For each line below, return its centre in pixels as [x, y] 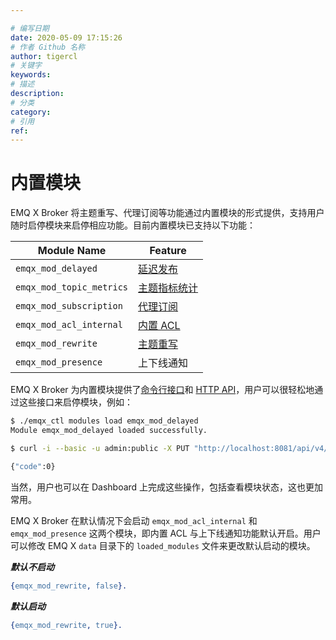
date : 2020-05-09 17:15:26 [66, 37]
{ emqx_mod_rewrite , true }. [66, 625]
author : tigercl [44, 56]
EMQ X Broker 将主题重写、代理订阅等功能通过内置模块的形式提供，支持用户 [167, 213]
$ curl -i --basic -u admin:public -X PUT [100, 448]
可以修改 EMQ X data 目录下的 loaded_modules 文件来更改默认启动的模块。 [163, 545]
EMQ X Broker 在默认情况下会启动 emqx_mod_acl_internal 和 [134, 520]
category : [31, 112]
